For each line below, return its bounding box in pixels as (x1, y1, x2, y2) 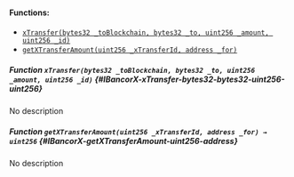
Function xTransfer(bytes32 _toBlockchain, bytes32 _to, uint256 (9, 64, 256, 75)
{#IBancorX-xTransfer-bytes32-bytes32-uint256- (94, 74, 286, 84)
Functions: (9, 7, 51, 18)
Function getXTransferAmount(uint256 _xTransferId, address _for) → (9, 125, 267, 137)
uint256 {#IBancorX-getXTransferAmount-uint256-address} (9, 135, 238, 146)
